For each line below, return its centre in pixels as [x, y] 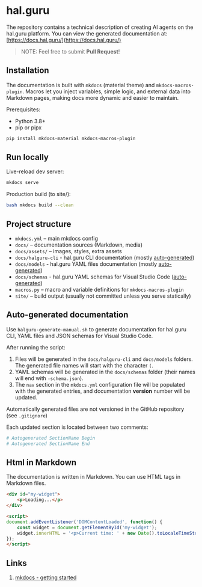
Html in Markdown [41, 462]
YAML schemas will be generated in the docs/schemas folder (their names [105, 372]
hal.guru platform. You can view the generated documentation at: [87, 33]
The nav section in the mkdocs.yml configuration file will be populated [100, 384]
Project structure [39, 224]
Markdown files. [26, 483]
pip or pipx [28, 128]
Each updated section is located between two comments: [77, 427]
